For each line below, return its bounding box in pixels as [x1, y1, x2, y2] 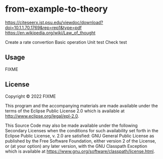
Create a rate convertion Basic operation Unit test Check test [5, 39, 127, 45]
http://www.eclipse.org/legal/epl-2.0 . [5, 113, 79, 119]
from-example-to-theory [5, 3, 108, 15]
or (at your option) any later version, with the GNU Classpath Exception [5, 143, 147, 149]
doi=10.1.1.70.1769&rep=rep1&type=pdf [5, 24, 82, 30]
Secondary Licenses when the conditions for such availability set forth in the [5, 127, 159, 133]
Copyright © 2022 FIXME [5, 93, 56, 99]
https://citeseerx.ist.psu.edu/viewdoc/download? [5, 19, 103, 25]
